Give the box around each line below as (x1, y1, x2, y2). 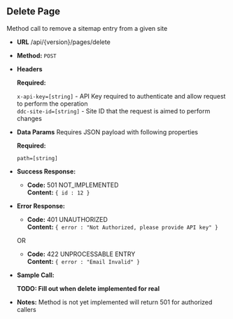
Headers (16, 64, 43, 73)
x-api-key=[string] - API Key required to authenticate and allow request (16, 92, 226, 100)
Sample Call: (16, 271, 55, 279)
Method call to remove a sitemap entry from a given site (6, 24, 168, 32)
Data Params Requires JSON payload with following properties (16, 127, 199, 136)
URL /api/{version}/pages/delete (16, 38, 111, 46)
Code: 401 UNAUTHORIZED (27, 215, 108, 223)
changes (16, 114, 43, 122)
